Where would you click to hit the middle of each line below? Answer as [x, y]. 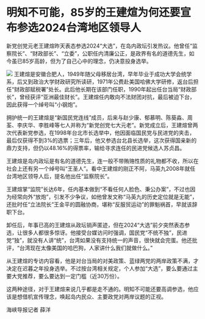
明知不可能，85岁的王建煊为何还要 [93, 13]
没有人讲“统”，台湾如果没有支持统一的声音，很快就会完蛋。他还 [112, 240]
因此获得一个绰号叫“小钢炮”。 [44, 104]
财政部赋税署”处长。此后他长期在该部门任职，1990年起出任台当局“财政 [103, 89]
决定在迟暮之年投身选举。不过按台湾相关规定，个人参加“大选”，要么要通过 [100, 268]
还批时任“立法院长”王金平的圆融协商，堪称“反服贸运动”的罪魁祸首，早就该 [99, 204]
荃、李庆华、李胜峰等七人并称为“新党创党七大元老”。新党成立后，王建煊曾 [100, 125]
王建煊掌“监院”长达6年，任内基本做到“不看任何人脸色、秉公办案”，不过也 [98, 189]
